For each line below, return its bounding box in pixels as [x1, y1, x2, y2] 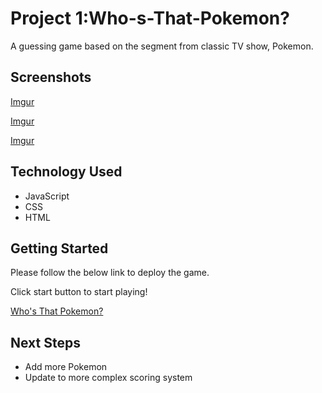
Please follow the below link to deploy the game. [10, 267, 210, 279]
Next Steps [10, 334, 81, 351]
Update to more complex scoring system [24, 372, 193, 384]
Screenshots [10, 69, 92, 86]
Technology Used [10, 163, 123, 181]
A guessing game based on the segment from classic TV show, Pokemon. [10, 40, 314, 52]
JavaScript [24, 190, 70, 202]
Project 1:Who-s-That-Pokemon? [10, 7, 290, 30]
